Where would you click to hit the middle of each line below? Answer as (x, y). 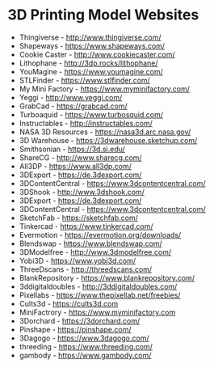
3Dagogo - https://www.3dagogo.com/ (84, 338)
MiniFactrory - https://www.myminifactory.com (97, 312)
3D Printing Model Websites (103, 15)
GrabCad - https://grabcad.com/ (73, 106)
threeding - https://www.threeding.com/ (86, 346)
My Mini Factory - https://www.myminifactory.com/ (105, 89)
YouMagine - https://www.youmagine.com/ (91, 71)
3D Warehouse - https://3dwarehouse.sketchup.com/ (108, 140)
